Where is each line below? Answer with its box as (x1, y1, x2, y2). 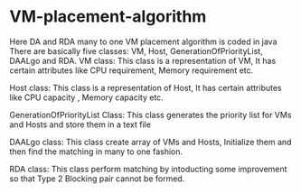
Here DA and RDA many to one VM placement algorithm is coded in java (9, 36, 277, 47)
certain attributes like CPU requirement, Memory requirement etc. (9, 65, 254, 76)
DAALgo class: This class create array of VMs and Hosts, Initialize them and (9, 136, 292, 147)
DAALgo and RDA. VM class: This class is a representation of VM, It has (9, 55, 277, 66)
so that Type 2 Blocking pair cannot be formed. (9, 173, 185, 184)
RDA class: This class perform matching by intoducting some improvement (9, 163, 287, 174)
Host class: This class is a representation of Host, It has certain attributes (9, 82, 282, 93)
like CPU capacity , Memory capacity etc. (9, 92, 165, 103)
